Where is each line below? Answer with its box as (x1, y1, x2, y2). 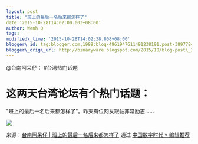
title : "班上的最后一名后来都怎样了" (6, 14, 87, 20)
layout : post (6, 8, 38, 15)
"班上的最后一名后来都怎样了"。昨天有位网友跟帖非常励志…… (6, 107, 154, 114)
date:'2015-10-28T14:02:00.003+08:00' (6, 19, 101, 25)
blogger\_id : (6, 42, 38, 48)
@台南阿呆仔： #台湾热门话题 (6, 64, 78, 71)
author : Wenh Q (6, 25, 44, 31)
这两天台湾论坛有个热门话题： (6, 87, 151, 100)
